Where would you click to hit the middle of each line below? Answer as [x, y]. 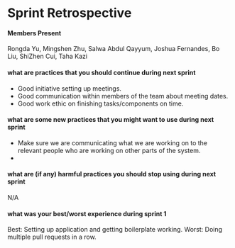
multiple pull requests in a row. [52, 237]
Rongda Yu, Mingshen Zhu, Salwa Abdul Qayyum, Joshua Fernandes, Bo [114, 49]
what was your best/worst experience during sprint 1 [87, 213]
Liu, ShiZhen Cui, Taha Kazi [47, 56]
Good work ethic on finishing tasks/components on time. [100, 103]
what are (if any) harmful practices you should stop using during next [112, 174]
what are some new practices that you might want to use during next [111, 120]
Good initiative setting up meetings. [70, 88]
